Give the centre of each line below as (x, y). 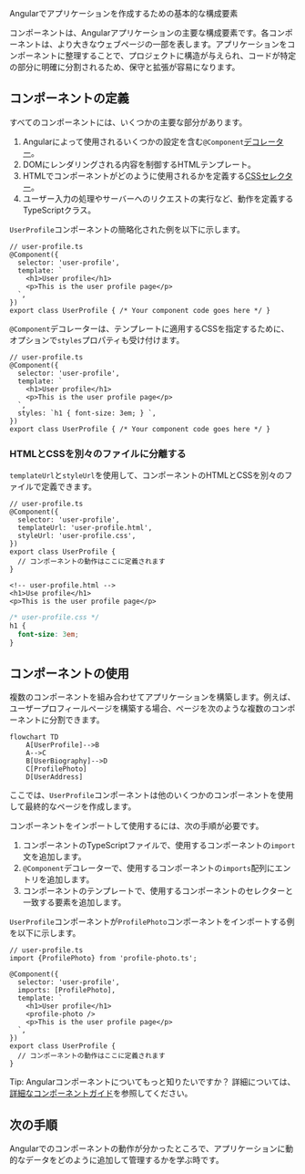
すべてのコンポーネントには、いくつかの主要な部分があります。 (128, 122)
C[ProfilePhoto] (57, 769)
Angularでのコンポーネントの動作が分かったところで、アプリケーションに (147, 1148)
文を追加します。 (54, 857)
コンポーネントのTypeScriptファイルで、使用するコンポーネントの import (159, 846)
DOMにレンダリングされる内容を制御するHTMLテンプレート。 (139, 164)
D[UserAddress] (55, 777)
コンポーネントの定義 (69, 99)
